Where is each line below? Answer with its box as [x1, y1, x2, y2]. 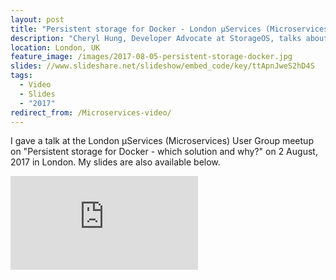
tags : [10, 71, 33, 81]
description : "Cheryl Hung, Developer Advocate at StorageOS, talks [10, 33, 302, 43]
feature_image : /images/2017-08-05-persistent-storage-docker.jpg [10, 52, 293, 62]
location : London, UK [10, 42, 101, 53]
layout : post [10, 14, 65, 25]
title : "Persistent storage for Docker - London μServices [10, 24, 262, 34]
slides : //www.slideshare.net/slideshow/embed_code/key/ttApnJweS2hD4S [10, 61, 315, 71]
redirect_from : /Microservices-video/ [10, 107, 172, 118]
